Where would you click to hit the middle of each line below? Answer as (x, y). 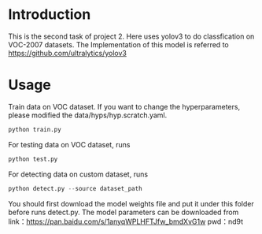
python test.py (33, 159)
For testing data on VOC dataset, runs (69, 144)
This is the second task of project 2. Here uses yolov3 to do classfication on (131, 36)
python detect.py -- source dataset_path (76, 188)
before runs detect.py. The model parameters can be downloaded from (124, 212)
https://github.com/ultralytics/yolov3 (68, 53)
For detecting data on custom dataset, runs (78, 174)
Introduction (50, 15)
